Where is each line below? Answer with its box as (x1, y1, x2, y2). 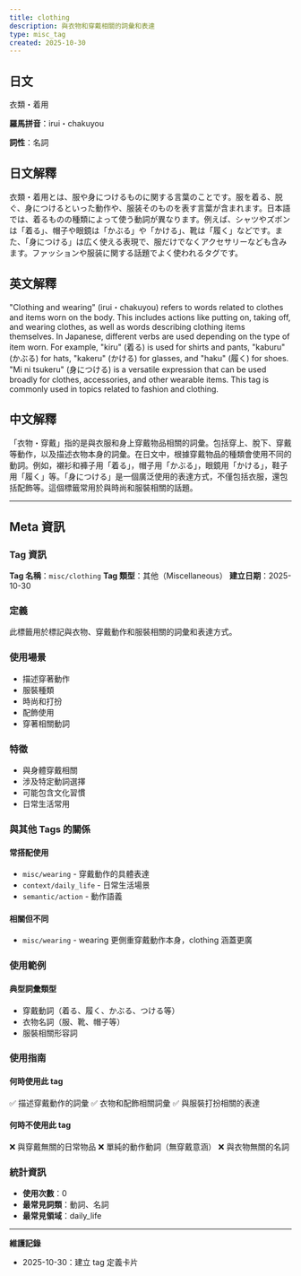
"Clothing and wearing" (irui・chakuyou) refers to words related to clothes (9, 301, 284, 312)
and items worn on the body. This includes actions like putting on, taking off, (9, 311, 291, 323)
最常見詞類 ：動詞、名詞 (21, 1199, 109, 1211)
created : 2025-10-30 (9, 38, 87, 48)
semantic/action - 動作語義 (21, 891, 123, 902)
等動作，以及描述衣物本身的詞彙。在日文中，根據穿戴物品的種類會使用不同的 (9, 448, 292, 459)
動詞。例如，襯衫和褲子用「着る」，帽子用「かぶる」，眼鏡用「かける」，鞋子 (9, 459, 288, 471)
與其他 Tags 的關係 (9, 823, 91, 835)
